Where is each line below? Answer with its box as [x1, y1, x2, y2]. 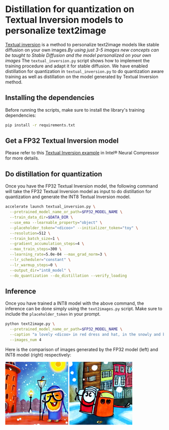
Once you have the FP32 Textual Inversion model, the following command [5, 183, 158, 189]
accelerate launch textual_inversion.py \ [5, 204, 96, 209]
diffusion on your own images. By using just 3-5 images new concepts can [5, 47, 159, 53]
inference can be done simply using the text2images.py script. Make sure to [5, 306, 162, 312]
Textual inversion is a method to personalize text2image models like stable [5, 41, 159, 47]
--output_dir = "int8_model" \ [10, 268, 71, 273]
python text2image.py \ [5, 321, 55, 326]
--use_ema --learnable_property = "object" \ [10, 220, 102, 225]
